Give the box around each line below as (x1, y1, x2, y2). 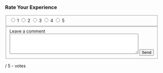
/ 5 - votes (5, 63, 26, 69)
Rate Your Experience (5, 4, 57, 11)
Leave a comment (9, 28, 45, 34)
